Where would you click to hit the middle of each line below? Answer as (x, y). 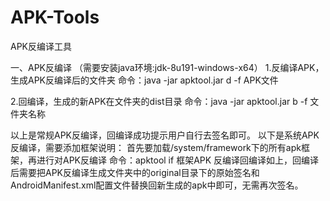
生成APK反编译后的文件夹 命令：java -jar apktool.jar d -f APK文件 (144, 80)
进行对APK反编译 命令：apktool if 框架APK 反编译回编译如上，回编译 (178, 160)
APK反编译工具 (41, 46)
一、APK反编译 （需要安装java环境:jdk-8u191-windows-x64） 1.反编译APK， (167, 67)
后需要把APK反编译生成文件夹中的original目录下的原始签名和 (135, 172)
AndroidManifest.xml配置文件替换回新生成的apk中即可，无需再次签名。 (157, 185)
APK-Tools (55, 17)
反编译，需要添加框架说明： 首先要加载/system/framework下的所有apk (156, 147)
